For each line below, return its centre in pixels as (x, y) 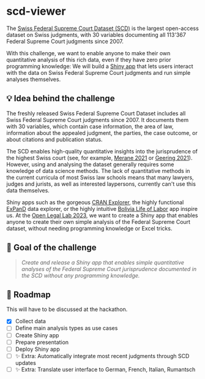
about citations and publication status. (54, 139)
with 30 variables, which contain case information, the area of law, (90, 126)
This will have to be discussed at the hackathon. (67, 309)
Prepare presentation (42, 342)
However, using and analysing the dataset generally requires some (90, 164)
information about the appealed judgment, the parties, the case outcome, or (102, 132)
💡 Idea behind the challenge (61, 98)
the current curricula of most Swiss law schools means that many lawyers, (100, 177)
